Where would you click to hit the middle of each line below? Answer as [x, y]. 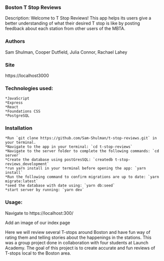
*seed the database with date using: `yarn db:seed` [60, 186]
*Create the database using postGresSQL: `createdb [59, 160]
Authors [15, 41]
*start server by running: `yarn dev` [45, 190]
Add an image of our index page [38, 223]
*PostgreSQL [17, 116]
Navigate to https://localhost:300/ [39, 213]
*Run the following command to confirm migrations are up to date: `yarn [82, 177]
